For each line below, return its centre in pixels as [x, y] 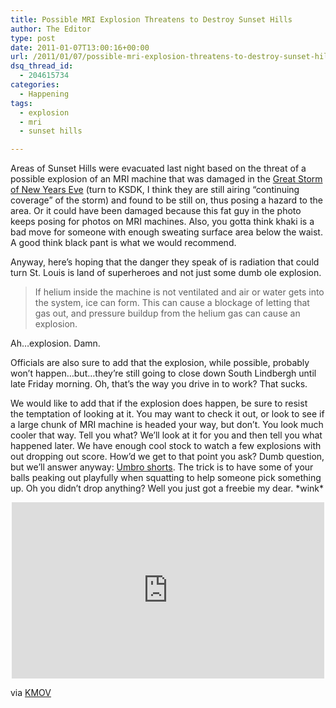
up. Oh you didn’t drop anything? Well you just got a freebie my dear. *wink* [167, 488]
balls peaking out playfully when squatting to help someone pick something [166, 478]
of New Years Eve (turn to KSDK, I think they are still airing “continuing [155, 190]
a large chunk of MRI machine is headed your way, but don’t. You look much [167, 425]
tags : [21, 103]
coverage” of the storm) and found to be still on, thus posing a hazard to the [166, 200]
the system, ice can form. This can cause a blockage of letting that [172, 303]
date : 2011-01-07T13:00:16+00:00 [80, 47]
